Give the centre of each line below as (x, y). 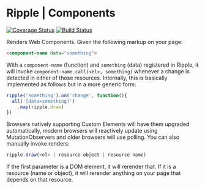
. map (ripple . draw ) (41, 107)
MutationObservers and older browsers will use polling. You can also (93, 137)
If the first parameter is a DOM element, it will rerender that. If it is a (91, 167)
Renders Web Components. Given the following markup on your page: (95, 42)
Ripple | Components (61, 13)
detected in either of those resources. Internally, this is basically (87, 78)
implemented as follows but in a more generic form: (71, 84)
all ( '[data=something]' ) (43, 101)
